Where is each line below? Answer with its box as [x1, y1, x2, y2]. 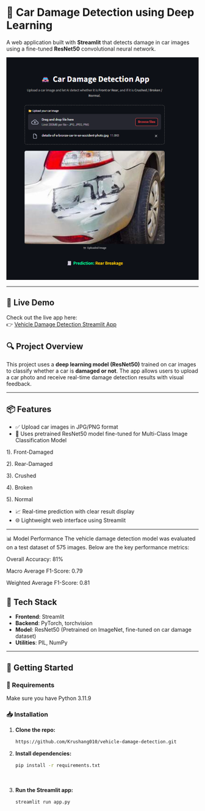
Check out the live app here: [6, 313, 77, 321]
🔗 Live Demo [6, 298, 55, 308]
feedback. [6, 380, 32, 387]
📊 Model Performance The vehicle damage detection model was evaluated [6, 535, 196, 542]
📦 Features [6, 404, 52, 415]
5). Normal [6, 496, 34, 503]
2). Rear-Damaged [6, 460, 53, 468]
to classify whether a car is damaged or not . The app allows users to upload [6, 367, 198, 374]
